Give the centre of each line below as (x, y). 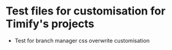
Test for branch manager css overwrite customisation (82, 40)
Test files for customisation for (86, 11)
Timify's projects (50, 24)
